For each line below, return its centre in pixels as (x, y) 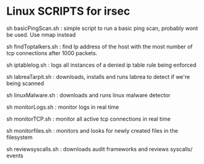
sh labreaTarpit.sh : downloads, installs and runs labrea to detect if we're (98, 76)
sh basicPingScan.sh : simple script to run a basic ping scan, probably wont (102, 28)
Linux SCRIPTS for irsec (68, 11)
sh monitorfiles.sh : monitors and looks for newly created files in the (92, 130)
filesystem (19, 137)
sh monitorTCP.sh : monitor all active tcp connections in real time (88, 119)
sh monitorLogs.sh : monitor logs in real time (63, 107)
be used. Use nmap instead (41, 34)
